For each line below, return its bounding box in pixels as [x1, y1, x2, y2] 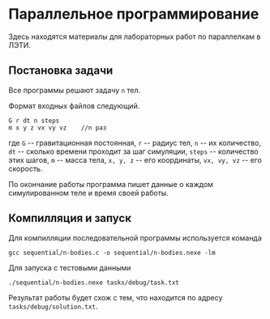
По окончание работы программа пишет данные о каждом [8, 179, 213, 189]
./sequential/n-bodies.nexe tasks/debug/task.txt [8, 279, 180, 287]
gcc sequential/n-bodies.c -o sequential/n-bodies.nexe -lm [8, 249, 216, 257]
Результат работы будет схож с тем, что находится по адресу [8, 292, 223, 302]
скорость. [8, 164, 43, 173]
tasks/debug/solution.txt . [8, 301, 98, 311]
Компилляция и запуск [8, 211, 132, 225]
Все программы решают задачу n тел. [8, 85, 141, 95]
